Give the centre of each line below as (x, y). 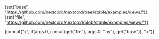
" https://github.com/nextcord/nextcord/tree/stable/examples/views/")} (76, 12)
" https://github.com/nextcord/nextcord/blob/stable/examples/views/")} (77, 22)
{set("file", (15, 17)
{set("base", (17, 7)
